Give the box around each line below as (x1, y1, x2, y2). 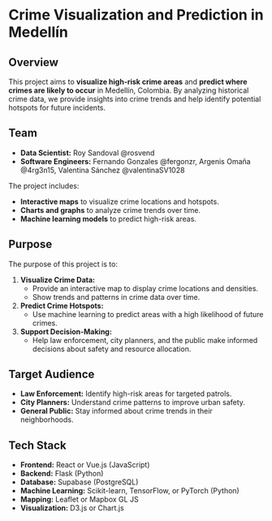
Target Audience (8, 367, 95, 381)
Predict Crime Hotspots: (19, 301, 104, 310)
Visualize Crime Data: (19, 275, 96, 284)
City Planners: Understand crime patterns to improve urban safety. (19, 397, 246, 407)
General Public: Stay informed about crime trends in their (19, 406, 213, 416)
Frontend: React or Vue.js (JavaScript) (19, 460, 150, 470)
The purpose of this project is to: (8, 258, 118, 269)
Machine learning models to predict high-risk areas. (19, 214, 197, 224)
